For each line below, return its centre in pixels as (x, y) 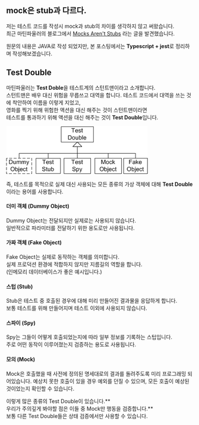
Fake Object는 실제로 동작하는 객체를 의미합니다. (63, 257)
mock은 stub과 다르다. (46, 11)
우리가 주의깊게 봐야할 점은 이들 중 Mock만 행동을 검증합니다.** (80, 408)
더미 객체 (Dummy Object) (38, 206)
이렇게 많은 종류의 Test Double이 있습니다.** (59, 401)
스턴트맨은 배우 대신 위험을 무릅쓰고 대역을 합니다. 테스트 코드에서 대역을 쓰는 (96, 95)
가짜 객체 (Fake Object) (34, 243)
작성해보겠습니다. (32, 53)
